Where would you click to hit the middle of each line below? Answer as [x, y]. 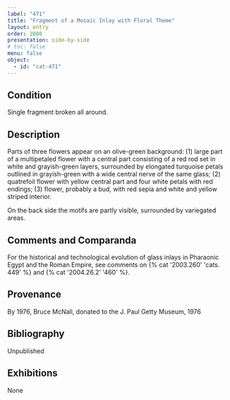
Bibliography [36, 334]
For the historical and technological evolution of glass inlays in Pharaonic [113, 257]
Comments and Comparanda [72, 240]
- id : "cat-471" [37, 67]
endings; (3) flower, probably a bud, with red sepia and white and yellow [112, 189]
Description [34, 134]
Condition [29, 95]
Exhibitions [32, 373]
